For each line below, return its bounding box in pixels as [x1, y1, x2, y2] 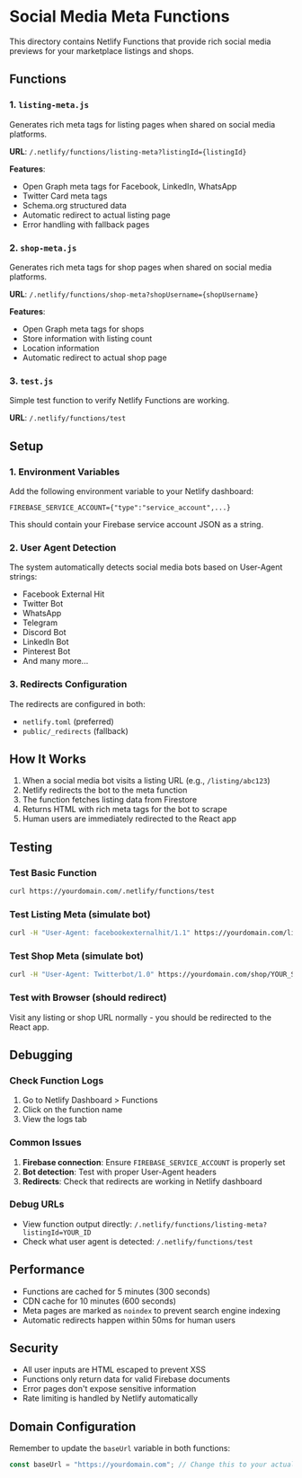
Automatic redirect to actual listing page [22, 209, 171, 220]
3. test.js [9, 375, 54, 387]
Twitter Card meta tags [22, 190, 108, 201]
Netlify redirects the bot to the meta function [22, 784, 188, 796]
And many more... [22, 656, 89, 667]
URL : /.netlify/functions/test [9, 412, 127, 423]
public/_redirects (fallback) [22, 725, 129, 736]
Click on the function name [22, 1104, 123, 1115]
